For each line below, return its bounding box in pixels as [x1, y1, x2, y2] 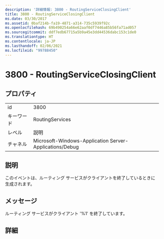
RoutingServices [33, 116, 71, 122]
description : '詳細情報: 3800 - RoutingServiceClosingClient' [5, 7, 131, 12]
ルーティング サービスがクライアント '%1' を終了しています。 [5, 211, 128, 217]
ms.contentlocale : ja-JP [5, 39, 56, 44]
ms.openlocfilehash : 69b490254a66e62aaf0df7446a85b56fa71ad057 [5, 25, 137, 30]
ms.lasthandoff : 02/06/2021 [5, 43, 62, 48]
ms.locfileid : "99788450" [5, 48, 58, 53]
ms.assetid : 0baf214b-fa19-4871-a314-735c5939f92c [5, 20, 110, 26]
